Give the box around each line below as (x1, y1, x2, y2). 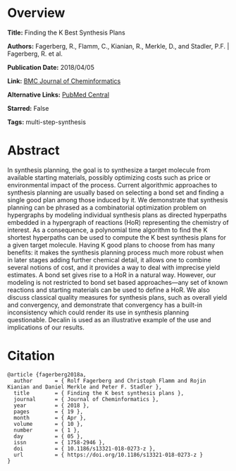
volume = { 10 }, (13, 420, 83, 427)
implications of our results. (7, 323, 85, 331)
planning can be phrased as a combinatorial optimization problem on (7, 203, 206, 212)
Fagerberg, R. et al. (7, 49, 63, 58)
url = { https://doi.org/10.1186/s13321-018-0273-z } (13, 451, 203, 458)
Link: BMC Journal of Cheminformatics (7, 76, 121, 85)
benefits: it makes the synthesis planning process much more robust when (7, 248, 224, 257)
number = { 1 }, (13, 427, 80, 434)
